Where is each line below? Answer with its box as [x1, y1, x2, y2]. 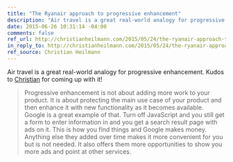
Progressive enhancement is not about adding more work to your [24, 88, 210, 97]
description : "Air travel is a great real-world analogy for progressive [7, 17, 225, 24]
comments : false [7, 29, 54, 37]
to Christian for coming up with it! [7, 75, 103, 83]
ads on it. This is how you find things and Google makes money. [24, 125, 207, 134]
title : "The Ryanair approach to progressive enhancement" [7, 10, 182, 17]
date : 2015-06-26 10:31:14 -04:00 [7, 23, 107, 30]
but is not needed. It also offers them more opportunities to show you [24, 140, 223, 148]
